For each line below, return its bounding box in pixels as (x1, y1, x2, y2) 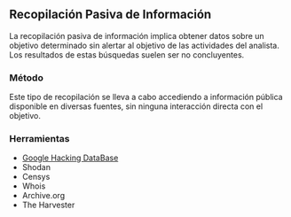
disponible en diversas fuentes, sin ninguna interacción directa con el (9, 101, 263, 112)
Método (9, 71, 44, 83)
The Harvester (21, 199, 75, 211)
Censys (21, 172, 51, 182)
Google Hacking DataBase (21, 152, 119, 163)
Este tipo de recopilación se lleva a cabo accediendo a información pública (9, 92, 283, 103)
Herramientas (9, 133, 70, 145)
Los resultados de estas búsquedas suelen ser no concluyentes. (9, 49, 245, 60)
